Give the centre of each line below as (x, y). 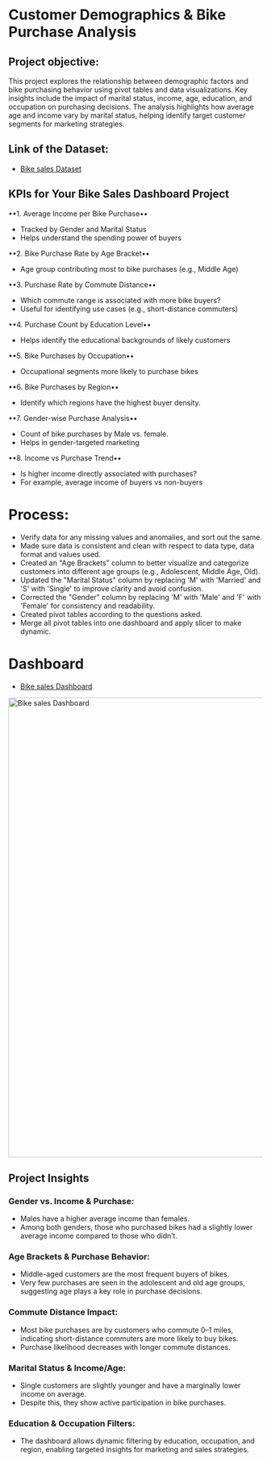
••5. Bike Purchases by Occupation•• (71, 356)
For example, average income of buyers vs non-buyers (111, 482)
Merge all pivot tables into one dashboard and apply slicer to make (131, 623)
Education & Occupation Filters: (72, 1423)
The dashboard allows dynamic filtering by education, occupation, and (138, 1441)
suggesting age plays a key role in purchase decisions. (111, 1291)
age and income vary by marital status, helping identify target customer (127, 115)
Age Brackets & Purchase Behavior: (79, 1257)
